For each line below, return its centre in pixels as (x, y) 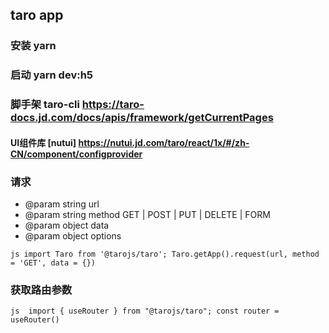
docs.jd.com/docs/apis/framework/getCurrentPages (142, 118)
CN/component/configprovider (76, 154)
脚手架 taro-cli (45, 105)
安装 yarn (33, 46)
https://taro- (113, 105)
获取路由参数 (41, 290)
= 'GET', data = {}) (53, 263)
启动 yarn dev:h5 (52, 75)
